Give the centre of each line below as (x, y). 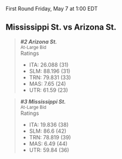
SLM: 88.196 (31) (50, 71)
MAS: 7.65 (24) (48, 83)
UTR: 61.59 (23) (48, 90)
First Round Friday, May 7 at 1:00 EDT (52, 9)
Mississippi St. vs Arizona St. (61, 27)
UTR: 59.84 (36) (49, 150)
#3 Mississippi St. (43, 101)
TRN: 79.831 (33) (50, 77)
